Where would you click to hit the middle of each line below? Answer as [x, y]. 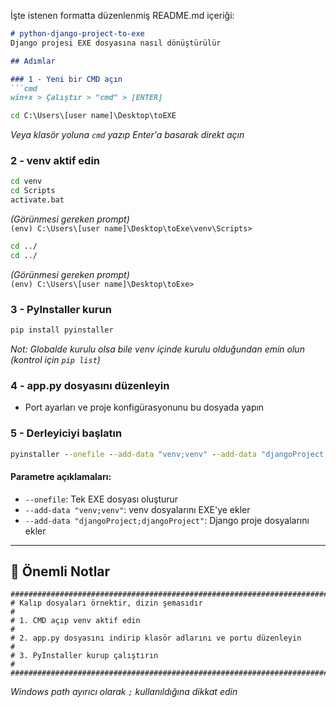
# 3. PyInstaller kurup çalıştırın [84, 656]
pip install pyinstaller [62, 330]
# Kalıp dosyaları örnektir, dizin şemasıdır [106, 603]
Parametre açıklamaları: [61, 477]
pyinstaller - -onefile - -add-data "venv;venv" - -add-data [133, 454]
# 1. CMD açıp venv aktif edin [75, 621]
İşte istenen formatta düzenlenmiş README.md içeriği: [122, 15]
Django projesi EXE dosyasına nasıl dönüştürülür [116, 43]
